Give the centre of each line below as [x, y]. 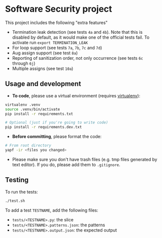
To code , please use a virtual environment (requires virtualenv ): [76, 95]
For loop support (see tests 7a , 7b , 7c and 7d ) [57, 48]
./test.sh [15, 201]
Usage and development [43, 84]
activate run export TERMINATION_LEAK [50, 42]
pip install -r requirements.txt [39, 114]
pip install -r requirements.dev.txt [44, 127]
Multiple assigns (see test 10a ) [43, 68]
